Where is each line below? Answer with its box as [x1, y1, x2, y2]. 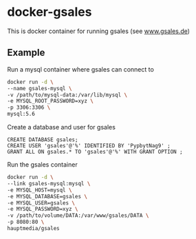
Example [7, 47, 45, 59]
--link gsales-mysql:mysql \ [7, 180, 91, 187]
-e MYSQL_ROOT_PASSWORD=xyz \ [7, 98, 94, 105]
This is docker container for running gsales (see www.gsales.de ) [7, 27, 190, 35]
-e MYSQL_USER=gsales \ [7, 199, 76, 207]
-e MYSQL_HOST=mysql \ [7, 187, 72, 194]
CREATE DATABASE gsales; [7, 136, 78, 143]
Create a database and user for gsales [7, 123, 116, 131]
